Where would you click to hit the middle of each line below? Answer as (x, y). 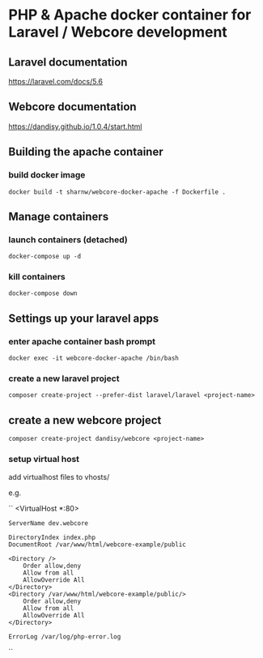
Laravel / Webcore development (118, 32)
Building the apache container (86, 152)
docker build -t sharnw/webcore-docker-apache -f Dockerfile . (117, 192)
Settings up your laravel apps (84, 318)
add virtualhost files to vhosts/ (59, 476)
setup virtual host (44, 459)
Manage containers (59, 216)
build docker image (47, 175)
